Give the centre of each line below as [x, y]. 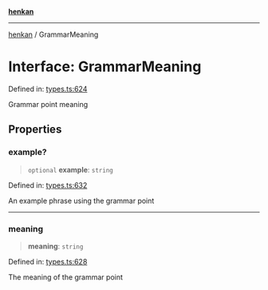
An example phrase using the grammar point [81, 201]
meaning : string [55, 246]
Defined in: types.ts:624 [48, 89]
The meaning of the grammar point [66, 277]
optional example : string [70, 169]
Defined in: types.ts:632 [48, 185]
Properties [35, 130]
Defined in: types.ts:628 [48, 261]
